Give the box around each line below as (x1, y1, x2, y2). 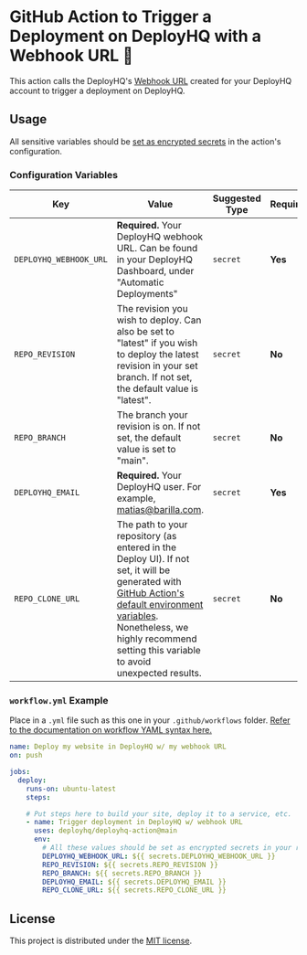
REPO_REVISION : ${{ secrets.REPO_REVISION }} (42, 860, 219, 869)
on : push (9, 751, 43, 760)
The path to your (116, 518, 188, 531)
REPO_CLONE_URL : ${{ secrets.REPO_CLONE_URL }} (42, 886, 227, 895)
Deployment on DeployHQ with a (9, 26, 262, 47)
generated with (116, 576, 182, 589)
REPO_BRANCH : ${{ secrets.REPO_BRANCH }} (42, 868, 203, 878)
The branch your (116, 409, 189, 421)
